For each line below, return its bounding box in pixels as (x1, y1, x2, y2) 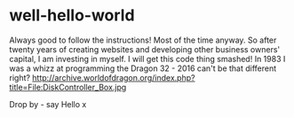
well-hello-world (9, 5, 135, 26)
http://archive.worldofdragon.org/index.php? (32, 72, 195, 83)
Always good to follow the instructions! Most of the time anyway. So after (9, 35, 277, 45)
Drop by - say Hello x (9, 98, 87, 109)
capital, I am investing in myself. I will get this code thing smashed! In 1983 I (9, 53, 286, 64)
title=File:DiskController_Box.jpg (9, 82, 127, 92)
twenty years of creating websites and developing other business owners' (9, 43, 281, 54)
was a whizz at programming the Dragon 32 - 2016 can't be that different (9, 63, 277, 74)
